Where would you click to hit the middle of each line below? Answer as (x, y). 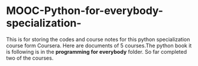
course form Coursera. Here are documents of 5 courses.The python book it (99, 46)
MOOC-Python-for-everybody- (85, 11)
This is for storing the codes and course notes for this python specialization (98, 39)
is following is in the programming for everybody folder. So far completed (97, 51)
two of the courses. (30, 58)
